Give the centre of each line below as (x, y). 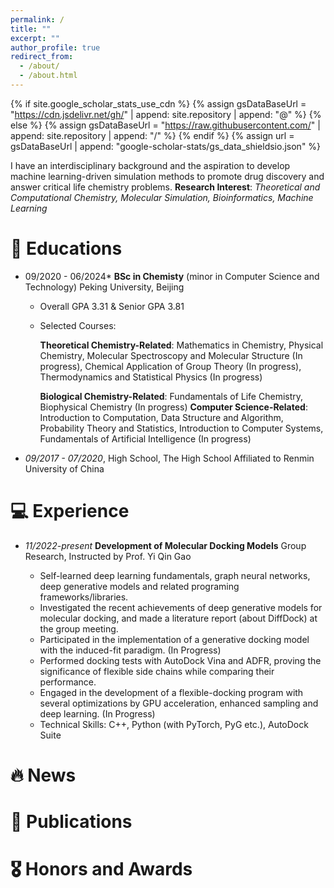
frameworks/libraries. (84, 597)
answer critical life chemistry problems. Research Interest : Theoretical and (165, 187)
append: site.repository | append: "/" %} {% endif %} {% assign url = (152, 135)
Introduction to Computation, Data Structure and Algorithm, (161, 417)
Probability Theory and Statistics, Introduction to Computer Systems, (181, 428)
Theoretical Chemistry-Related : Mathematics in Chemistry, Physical (181, 345)
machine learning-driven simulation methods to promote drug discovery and (167, 176)
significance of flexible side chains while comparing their (157, 671)
